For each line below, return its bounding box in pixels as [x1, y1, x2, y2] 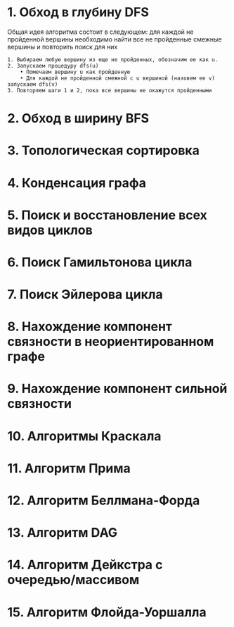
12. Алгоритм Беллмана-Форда [7, 492, 200, 508]
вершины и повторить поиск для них [7, 42, 118, 51]
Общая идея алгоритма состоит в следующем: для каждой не [7, 27, 194, 36]
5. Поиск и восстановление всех [7, 207, 207, 223]
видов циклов [7, 222, 93, 238]
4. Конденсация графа [7, 175, 146, 191]
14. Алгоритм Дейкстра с [7, 557, 163, 573]
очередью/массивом [7, 572, 140, 588]
